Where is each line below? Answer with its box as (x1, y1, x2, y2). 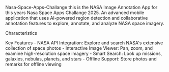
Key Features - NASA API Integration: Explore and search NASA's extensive (5, 40, 163, 46)
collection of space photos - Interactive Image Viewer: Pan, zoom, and (5, 45, 153, 51)
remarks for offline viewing (5, 61, 62, 67)
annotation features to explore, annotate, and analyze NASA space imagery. (5, 20, 164, 26)
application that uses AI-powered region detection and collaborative (5, 15, 148, 21)
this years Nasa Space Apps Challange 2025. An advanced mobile (5, 10, 145, 16)
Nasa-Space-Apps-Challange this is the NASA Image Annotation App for (5, 5, 158, 10)
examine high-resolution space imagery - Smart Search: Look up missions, (5, 50, 162, 56)
